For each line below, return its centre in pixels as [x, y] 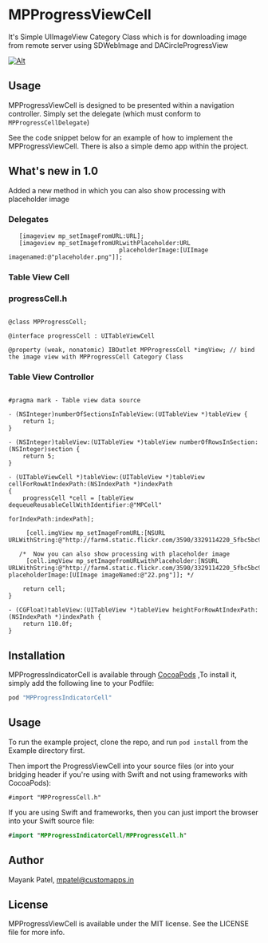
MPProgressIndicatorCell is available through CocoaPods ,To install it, [123, 675]
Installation [37, 655]
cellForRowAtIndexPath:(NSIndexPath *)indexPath [91, 485]
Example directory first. [47, 750]
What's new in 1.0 [53, 171]
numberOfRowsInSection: [219, 442]
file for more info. [37, 933]
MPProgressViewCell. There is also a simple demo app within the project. [128, 146]
